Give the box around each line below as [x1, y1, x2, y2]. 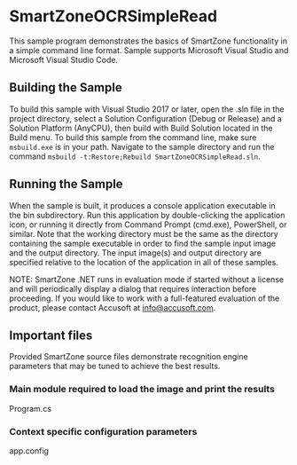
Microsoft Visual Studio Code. [9, 54, 118, 65]
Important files [9, 327, 93, 343]
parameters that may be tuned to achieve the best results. [9, 361, 221, 372]
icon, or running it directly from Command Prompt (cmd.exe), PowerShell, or [9, 219, 287, 230]
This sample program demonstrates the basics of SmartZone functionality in [9, 35, 288, 46]
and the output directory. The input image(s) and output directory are [9, 247, 262, 258]
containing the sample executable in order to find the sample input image [9, 238, 277, 248]
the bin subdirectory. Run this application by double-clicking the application [9, 209, 285, 220]
